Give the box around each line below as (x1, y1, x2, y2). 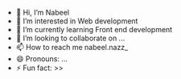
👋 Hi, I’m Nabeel (15, 8, 70, 17)
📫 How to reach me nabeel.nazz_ (15, 43, 129, 52)
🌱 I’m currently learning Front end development (15, 25, 173, 34)
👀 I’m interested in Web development (15, 16, 138, 26)
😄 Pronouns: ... (15, 54, 68, 64)
